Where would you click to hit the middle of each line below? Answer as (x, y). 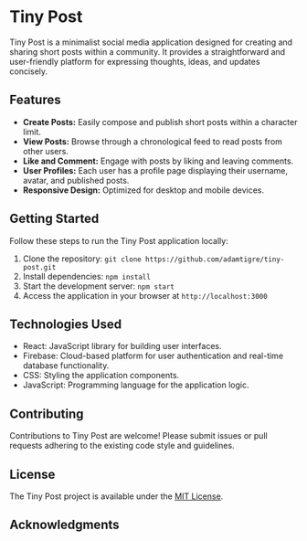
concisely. (29, 71)
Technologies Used (65, 324)
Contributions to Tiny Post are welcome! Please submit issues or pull (138, 436)
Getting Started (54, 219)
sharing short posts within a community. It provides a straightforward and (148, 51)
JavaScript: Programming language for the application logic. (136, 385)
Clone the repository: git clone (82, 259)
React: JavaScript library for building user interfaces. (122, 346)
